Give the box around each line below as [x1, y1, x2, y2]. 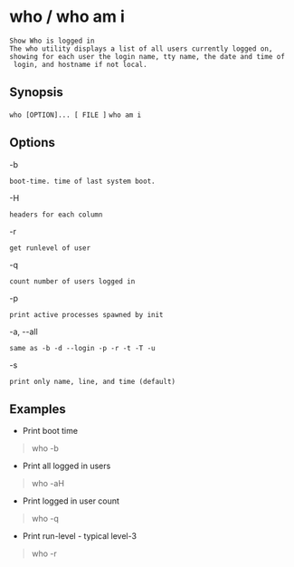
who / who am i [9, 6, 125, 27]
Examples [9, 401, 66, 417]
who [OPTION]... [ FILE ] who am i [9, 111, 142, 120]
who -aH [31, 478, 65, 489]
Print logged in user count [22, 495, 120, 506]
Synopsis [9, 84, 63, 101]
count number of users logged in [9, 276, 136, 286]
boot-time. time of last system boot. [9, 177, 156, 186]
